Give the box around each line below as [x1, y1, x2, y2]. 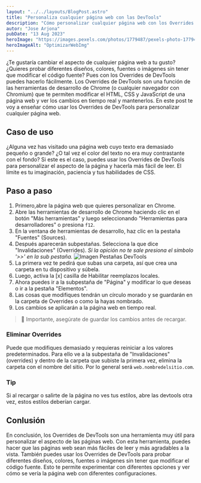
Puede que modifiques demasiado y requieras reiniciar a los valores [6, 344, 173, 351]
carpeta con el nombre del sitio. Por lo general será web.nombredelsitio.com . [6, 363, 194, 370]
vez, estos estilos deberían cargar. [6, 398, 91, 406]
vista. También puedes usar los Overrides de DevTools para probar [6, 451, 172, 458]
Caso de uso [6, 127, 54, 137]
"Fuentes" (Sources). [14, 233, 67, 241]
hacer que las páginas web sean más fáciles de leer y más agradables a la [6, 444, 190, 451]
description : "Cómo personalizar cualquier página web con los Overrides [6, 20, 194, 26]
